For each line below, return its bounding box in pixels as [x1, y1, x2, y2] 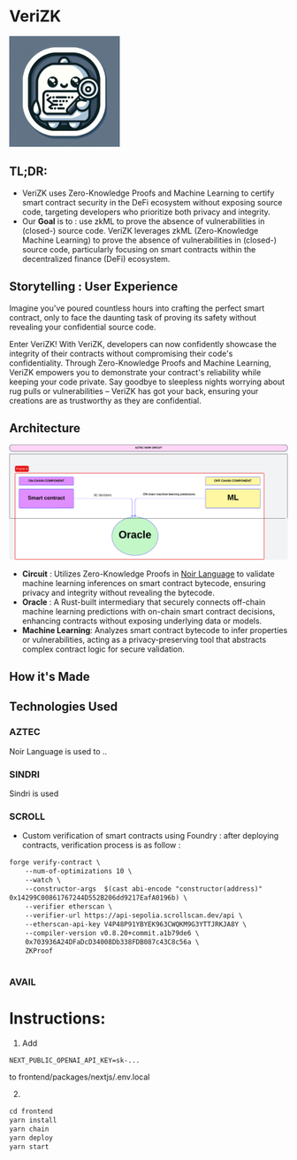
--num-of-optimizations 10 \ [25, 867, 133, 876]
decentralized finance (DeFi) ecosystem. [21, 253, 171, 264]
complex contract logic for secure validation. [21, 644, 186, 654]
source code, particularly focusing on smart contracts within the [21, 244, 256, 254]
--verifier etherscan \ [25, 902, 113, 911]
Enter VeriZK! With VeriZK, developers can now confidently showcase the [9, 338, 277, 349]
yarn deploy [9, 1133, 53, 1143]
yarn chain [9, 1125, 49, 1134]
